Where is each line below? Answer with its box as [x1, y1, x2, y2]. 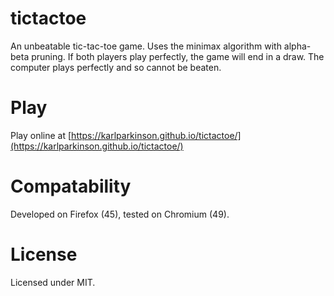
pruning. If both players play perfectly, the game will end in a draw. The [31, 50, 325, 62]
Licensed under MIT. [10, 276, 96, 288]
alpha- [283, 40, 312, 52]
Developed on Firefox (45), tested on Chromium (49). [10, 208, 230, 220]
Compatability [10, 175, 132, 198]
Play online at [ [10, 129, 72, 141]
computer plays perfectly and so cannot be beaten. [10, 61, 222, 73]
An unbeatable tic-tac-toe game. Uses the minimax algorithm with [10, 40, 282, 52]
